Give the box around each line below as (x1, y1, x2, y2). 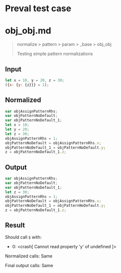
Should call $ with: (5, 234, 42, 240)
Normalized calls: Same (5, 253, 53, 259)
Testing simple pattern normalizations (17, 51, 93, 57)
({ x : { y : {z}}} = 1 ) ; (5, 82, 49, 87)
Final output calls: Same (5, 262, 54, 268)
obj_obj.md (5, 25, 51, 37)
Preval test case (5, 3, 72, 14)
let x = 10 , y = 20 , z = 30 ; (5, 78, 64, 83)
